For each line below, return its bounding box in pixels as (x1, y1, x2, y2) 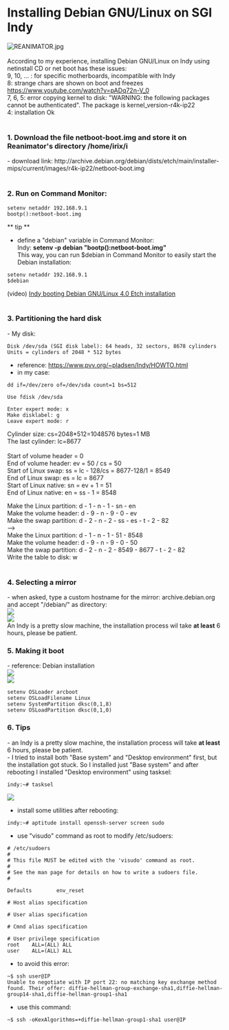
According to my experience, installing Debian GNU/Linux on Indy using (7, 56, 210, 65)
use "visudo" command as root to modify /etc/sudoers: (17, 832, 173, 840)
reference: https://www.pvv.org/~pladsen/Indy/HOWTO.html (17, 360, 188, 369)
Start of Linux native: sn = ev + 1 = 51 (7, 481, 112, 489)
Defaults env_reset (7, 887, 85, 894)
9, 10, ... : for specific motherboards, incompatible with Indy (7, 71, 176, 80)
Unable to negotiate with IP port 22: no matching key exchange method (7, 978, 217, 986)
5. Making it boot (7, 646, 65, 656)
